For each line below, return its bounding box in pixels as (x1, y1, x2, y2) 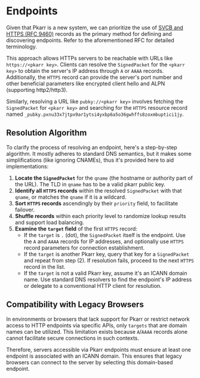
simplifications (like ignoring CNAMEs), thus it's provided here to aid (6, 156, 174, 164)
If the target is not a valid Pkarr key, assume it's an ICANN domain (23, 269, 187, 276)
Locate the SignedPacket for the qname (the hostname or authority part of (14, 174, 193, 182)
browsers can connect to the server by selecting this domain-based (6, 358, 173, 365)
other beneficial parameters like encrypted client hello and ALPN (6, 79, 165, 87)
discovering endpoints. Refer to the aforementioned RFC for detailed (6, 36, 174, 44)
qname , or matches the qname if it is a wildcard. (14, 193, 127, 201)
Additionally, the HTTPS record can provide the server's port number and (6, 73, 183, 81)
